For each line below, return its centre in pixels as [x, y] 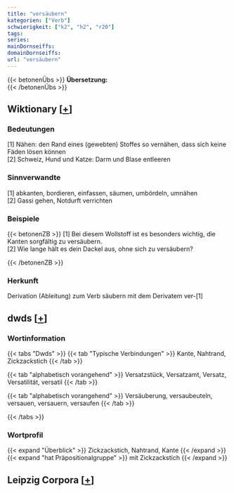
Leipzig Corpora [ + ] [51, 480]
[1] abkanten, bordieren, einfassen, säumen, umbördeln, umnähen [103, 193]
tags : [15, 33]
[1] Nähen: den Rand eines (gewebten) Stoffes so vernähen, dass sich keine [117, 144]
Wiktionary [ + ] [40, 109]
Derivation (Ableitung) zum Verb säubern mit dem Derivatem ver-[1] [105, 296]
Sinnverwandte [34, 178]
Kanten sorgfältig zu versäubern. [55, 242]
